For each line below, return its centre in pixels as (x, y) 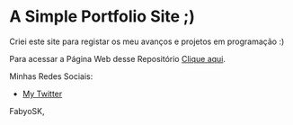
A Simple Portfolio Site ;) (102, 17)
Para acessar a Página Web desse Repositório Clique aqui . (118, 58)
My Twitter (42, 94)
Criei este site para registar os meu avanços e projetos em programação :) (147, 41)
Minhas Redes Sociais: (51, 76)
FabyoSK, (27, 111)
